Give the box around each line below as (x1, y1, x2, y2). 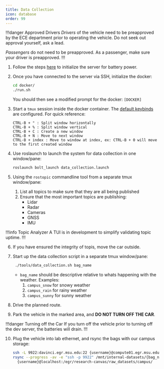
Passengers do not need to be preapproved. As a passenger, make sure (5, 49, 150, 55)
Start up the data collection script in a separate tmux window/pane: (12, 254, 148, 259)
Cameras (27, 210, 46, 215)
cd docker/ (12, 83, 35, 88)
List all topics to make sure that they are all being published (20, 189, 140, 195)
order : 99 (5, 16, 26, 21)
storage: (12, 341, 30, 347)
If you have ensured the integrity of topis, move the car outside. (12, 244, 141, 250)
